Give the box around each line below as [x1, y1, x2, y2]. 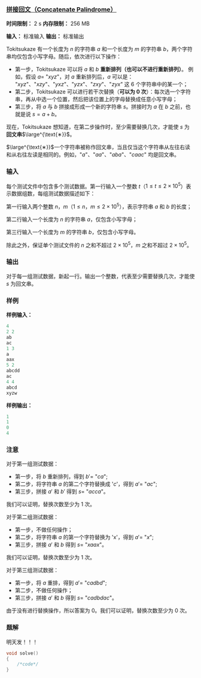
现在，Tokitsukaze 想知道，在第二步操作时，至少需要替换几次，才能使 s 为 [6, 123, 190, 131]
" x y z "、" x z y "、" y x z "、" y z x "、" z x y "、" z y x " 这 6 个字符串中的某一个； [14, 81, 188, 88]
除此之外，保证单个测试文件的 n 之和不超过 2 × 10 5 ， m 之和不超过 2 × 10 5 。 [6, 240, 193, 249]
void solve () [6, 650, 39, 656]
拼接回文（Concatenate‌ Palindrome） [6, 5, 117, 13]
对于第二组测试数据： [6, 513, 59, 520]
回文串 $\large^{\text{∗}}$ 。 [6, 131, 75, 138]
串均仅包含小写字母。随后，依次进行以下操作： [6, 53, 121, 60]
